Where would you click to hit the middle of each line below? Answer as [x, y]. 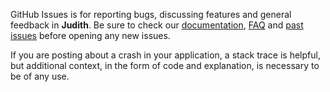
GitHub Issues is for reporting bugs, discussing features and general [151, 14]
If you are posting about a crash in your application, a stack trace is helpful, [165, 55]
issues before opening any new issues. [90, 35]
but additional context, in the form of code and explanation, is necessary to [165, 65]
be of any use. [40, 76]
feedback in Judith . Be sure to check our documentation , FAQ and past [157, 25]
